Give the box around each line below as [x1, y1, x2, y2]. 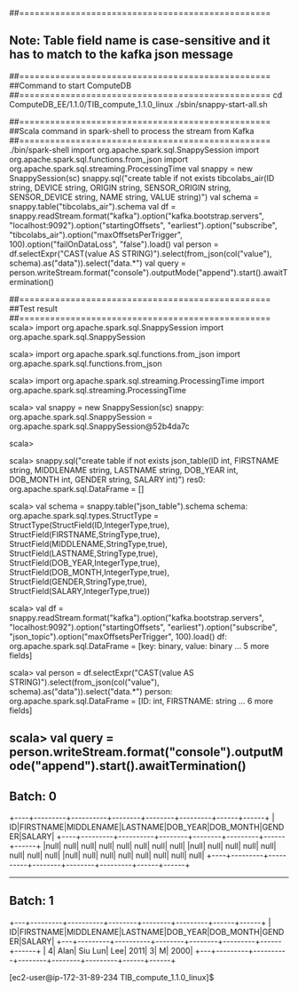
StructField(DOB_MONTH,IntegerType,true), [9, 567, 170, 577]
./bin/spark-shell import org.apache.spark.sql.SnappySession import [9, 144, 260, 155]
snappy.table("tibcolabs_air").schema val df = [9, 201, 176, 211]
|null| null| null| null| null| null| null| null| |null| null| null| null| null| [43, 841, 277, 852]
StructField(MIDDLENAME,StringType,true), [9, 538, 169, 549]
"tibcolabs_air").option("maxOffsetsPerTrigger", [9, 229, 184, 240]
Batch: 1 [9, 893, 55, 908]
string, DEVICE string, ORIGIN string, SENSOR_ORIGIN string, [9, 182, 231, 193]
